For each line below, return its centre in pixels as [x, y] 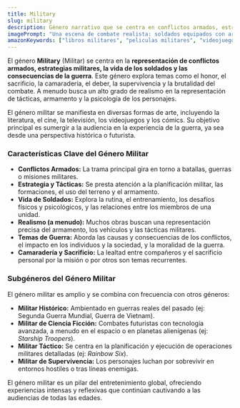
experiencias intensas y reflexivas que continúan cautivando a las [104, 390]
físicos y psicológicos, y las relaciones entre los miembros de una [115, 207]
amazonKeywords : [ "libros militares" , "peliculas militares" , [102, 41]
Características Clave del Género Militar [78, 154]
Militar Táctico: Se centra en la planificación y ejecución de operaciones [125, 346]
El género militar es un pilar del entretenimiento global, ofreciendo [105, 382]
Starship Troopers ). [46, 338]
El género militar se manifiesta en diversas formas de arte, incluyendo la [114, 113]
